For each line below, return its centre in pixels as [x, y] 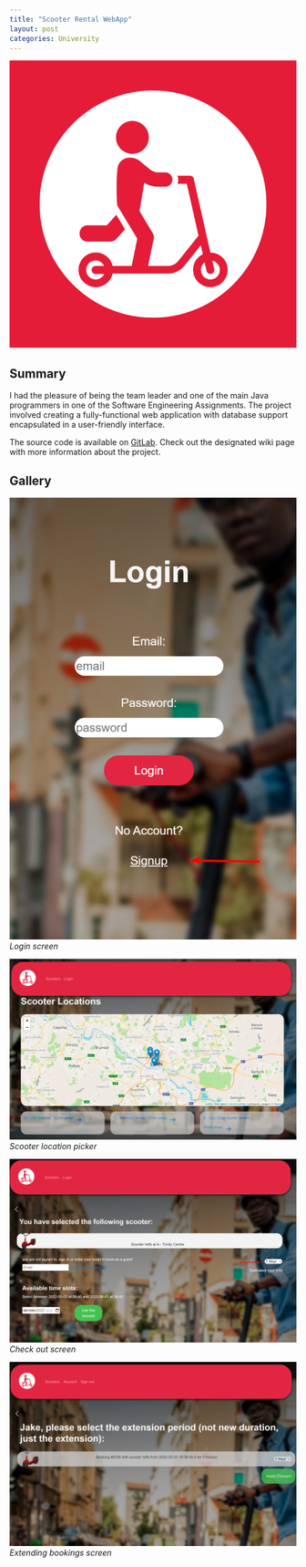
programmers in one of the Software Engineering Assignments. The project [150, 405]
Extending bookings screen [61, 1553]
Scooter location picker [53, 1147]
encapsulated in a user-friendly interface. [87, 425]
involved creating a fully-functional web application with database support [149, 415]
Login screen [34, 946]
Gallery [31, 480]
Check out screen [43, 1349]
